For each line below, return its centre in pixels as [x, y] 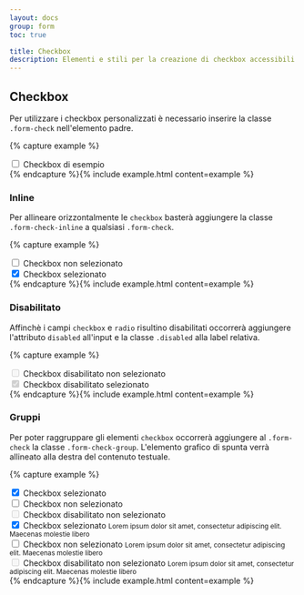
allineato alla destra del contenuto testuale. [90, 457]
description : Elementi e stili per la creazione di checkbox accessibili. [154, 60]
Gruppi [25, 418]
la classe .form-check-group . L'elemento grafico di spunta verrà [151, 447]
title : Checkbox [40, 51]
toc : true [28, 35]
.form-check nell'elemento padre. [71, 127]
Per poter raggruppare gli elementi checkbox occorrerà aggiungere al [138, 437]
